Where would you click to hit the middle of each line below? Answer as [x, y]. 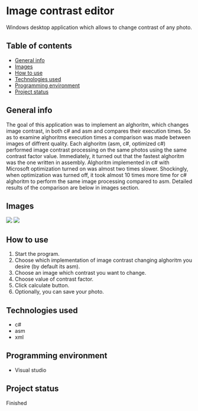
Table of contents [39, 46]
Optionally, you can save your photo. [59, 292]
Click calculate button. [42, 285]
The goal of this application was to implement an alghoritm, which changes [98, 124]
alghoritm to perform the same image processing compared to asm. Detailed [99, 181]
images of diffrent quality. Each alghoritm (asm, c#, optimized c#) [86, 143]
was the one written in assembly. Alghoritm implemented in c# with [88, 162]
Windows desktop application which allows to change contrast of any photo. [99, 27]
